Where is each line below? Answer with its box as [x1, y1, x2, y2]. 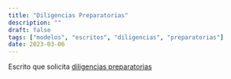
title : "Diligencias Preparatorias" [8, 11, 129, 20]
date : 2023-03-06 [8, 41, 65, 48]
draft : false [8, 26, 51, 34]
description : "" [8, 19, 61, 27]
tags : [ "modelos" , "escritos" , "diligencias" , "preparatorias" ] [8, 33, 224, 41]
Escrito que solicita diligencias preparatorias [8, 62, 152, 71]
